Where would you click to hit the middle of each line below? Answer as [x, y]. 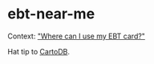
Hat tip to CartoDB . [38, 51]
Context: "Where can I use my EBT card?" [77, 36]
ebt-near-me [51, 14]
